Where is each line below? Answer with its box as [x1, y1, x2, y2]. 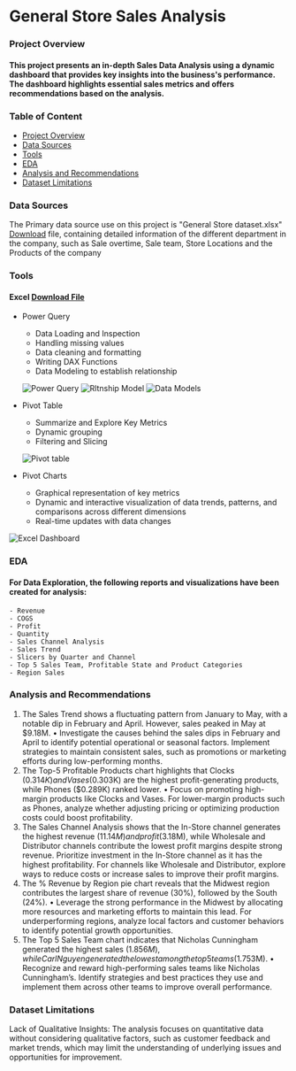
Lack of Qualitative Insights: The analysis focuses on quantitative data [9, 1024, 264, 1035]
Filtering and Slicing [34, 436, 108, 447]
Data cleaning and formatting [34, 347, 141, 358]
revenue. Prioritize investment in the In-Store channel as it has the [21, 850, 262, 860]
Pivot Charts [21, 471, 68, 482]
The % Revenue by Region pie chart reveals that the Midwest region [21, 878, 270, 889]
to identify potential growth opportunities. [21, 925, 174, 936]
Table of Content [9, 110, 83, 122]
